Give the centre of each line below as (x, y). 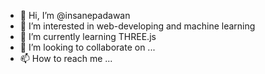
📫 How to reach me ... (66, 58)
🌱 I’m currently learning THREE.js (88, 36)
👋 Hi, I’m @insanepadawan (75, 15)
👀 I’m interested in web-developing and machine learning (137, 26)
